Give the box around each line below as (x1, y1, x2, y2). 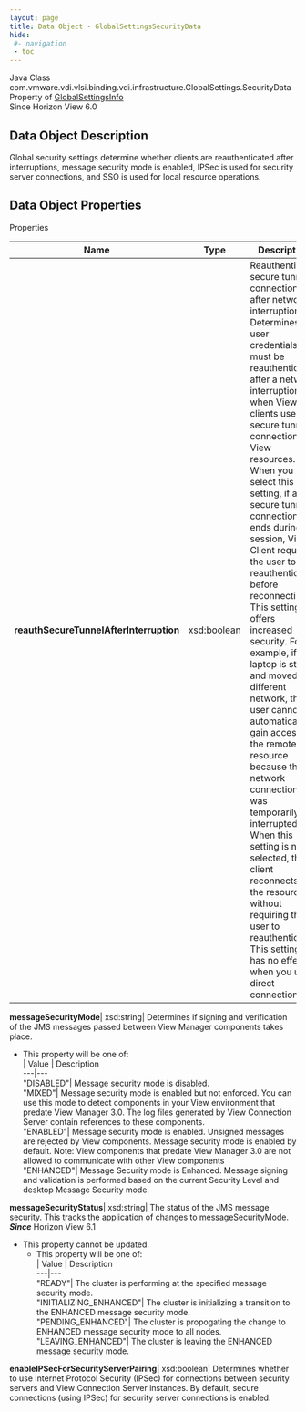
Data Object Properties (9, 198, 142, 213)
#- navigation (13, 38, 67, 48)
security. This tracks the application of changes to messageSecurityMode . (9, 1211, 290, 1222)
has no (250, 953, 280, 966)
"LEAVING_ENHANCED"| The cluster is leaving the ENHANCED (36, 1335, 273, 1346)
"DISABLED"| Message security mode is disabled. (22, 1077, 209, 1088)
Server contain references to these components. (22, 1116, 205, 1127)
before (250, 578, 279, 591)
